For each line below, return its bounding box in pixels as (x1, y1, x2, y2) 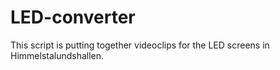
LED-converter (10, 6, 136, 29)
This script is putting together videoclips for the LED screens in (10, 39, 270, 51)
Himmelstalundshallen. (10, 49, 105, 61)
